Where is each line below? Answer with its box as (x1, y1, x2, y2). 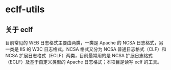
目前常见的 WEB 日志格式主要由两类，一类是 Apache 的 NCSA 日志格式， (5, 40, 159, 45)
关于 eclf (5, 25, 33, 34)
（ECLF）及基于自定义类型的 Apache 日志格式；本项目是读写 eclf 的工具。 (5, 59, 162, 65)
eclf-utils (5, 4, 45, 15)
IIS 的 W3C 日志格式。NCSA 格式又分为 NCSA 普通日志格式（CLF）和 (19, 46, 166, 52)
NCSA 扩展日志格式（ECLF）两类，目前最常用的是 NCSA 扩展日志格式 (5, 53, 153, 58)
